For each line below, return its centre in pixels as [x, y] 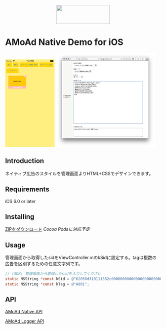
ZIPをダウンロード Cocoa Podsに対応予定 [48, 229]
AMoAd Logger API [25, 321]
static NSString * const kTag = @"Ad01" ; [47, 284]
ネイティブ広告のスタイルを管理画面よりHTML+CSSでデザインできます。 [79, 173]
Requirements [27, 189]
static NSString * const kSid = [37, 279]
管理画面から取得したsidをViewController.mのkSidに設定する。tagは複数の [81, 258]
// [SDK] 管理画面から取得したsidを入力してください [53, 274]
